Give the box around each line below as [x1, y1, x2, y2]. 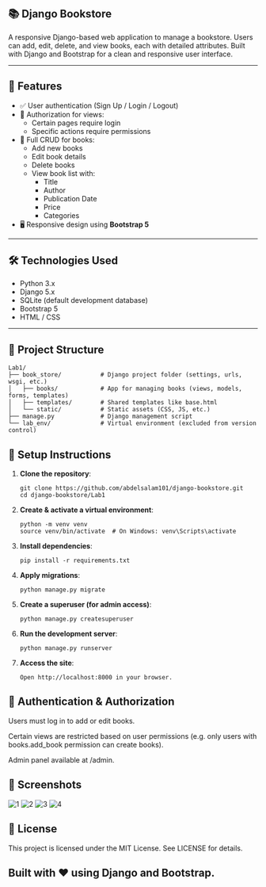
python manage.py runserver [19, 644, 112, 652]
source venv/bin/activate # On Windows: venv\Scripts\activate [19, 527, 237, 536]
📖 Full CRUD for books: [19, 135, 95, 144]
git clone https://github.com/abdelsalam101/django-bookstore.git [19, 484, 244, 492]
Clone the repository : [19, 469, 92, 479]
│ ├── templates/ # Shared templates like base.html [8, 399, 218, 407]
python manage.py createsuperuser [19, 615, 134, 623]
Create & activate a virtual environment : [19, 505, 154, 514]
